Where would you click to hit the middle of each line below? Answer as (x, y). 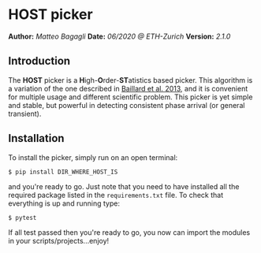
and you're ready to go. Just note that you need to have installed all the (124, 186)
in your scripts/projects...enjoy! (59, 240)
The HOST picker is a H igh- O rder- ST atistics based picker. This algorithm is (130, 80)
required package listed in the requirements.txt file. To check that (116, 195)
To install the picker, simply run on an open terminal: (93, 157)
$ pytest (22, 218)
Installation (36, 138)
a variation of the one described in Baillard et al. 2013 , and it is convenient (128, 88)
